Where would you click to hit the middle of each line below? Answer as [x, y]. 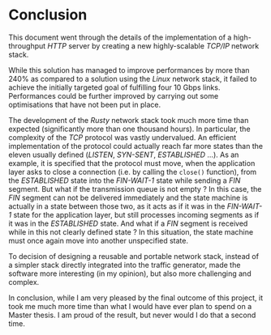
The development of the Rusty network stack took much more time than [129, 120]
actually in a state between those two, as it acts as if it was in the [117, 206]
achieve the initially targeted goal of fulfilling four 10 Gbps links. [114, 87]
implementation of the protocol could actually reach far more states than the [136, 146]
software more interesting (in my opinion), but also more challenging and [130, 274]
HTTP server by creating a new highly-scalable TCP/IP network [153, 45]
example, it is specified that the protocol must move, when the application [132, 163]
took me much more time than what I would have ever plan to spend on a [130, 306]
